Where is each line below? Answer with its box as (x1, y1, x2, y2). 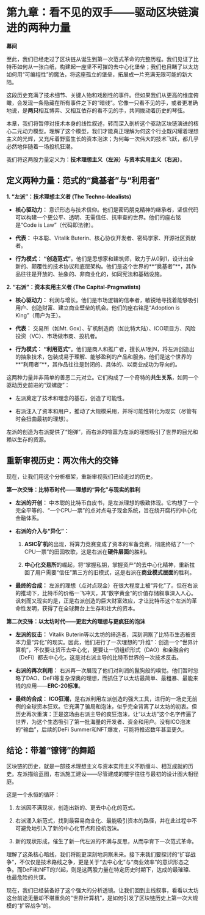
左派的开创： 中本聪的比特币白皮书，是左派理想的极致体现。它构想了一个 (15, 499, 199, 506)
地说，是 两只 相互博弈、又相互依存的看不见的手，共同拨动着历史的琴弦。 (6, 107, 188, 114)
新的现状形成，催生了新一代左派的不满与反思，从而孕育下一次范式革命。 (15, 838, 197, 845)
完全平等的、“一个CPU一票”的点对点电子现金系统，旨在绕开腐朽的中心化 (15, 506, 197, 514)
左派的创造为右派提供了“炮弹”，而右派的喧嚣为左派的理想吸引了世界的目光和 (6, 428, 198, 435)
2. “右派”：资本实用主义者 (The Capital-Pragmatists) (6, 283, 141, 290)
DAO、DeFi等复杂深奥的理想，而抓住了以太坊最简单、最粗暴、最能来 (26, 674, 199, 682)
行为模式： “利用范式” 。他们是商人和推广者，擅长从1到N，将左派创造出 (15, 345, 195, 352)
